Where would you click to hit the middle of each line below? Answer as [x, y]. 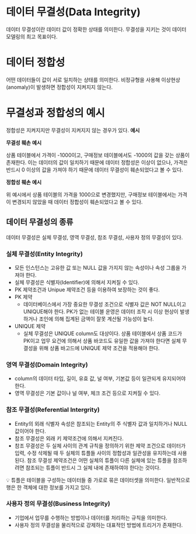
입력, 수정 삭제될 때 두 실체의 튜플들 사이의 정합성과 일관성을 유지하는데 [95, 453]
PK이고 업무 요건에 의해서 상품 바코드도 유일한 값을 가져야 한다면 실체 [102, 340]
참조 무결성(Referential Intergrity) [53, 410]
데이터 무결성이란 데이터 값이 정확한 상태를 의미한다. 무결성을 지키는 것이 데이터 [96, 29]
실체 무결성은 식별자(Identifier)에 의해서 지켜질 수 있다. [77, 282]
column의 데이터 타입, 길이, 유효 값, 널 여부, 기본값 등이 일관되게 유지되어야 [100, 378]
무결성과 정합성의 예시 [55, 113]
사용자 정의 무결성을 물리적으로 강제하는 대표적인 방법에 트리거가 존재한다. [99, 525]
